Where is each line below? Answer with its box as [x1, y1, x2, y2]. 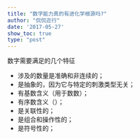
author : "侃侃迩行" [7, 17, 61, 24]
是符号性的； [17, 124, 55, 133]
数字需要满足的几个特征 [7, 57, 75, 65]
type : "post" [7, 37, 46, 44]
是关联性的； [17, 107, 55, 115]
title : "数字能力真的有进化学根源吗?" [7, 10, 108, 18]
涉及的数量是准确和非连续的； [17, 72, 104, 80]
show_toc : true [7, 29, 52, 37]
